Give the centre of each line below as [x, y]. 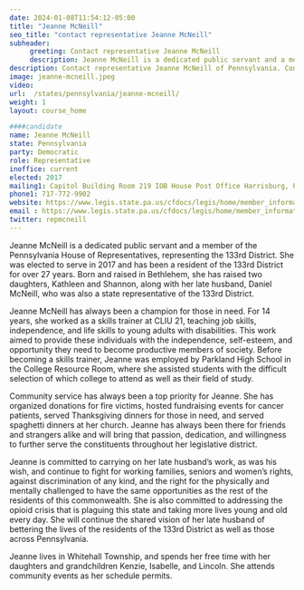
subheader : [30, 43]
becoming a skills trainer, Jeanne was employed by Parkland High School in [150, 359]
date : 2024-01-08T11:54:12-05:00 [72, 18]
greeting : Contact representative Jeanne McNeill [125, 52]
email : [24, 211]
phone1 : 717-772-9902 [50, 194]
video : [22, 85]
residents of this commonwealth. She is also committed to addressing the [146, 500]
